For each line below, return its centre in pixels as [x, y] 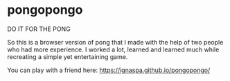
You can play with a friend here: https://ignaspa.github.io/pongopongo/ [109, 70]
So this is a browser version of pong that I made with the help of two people [115, 42]
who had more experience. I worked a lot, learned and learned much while [113, 49]
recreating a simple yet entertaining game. [68, 56]
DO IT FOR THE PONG [39, 29]
